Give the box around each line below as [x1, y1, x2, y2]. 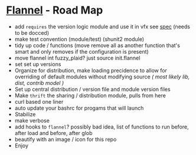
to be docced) [14, 29, 50, 36]
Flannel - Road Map [6, 4, 103, 17]
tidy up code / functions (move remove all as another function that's [14, 42, 180, 49]
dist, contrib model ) [14, 79, 64, 86]
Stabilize [14, 110, 36, 118]
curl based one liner [14, 98, 64, 105]
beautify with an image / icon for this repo [14, 136, 117, 143]
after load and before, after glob [14, 129, 93, 136]
